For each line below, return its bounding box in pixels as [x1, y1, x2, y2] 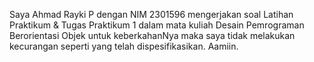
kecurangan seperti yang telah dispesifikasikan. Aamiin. [9, 40, 239, 52]
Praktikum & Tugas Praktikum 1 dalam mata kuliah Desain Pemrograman [9, 19, 305, 31]
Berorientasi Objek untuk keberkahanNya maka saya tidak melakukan [9, 30, 296, 41]
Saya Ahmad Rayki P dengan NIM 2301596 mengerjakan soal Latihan [9, 9, 294, 20]
